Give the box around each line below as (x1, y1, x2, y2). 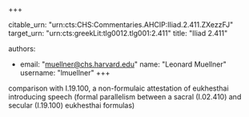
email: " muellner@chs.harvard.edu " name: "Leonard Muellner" (19, 59, 227, 69)
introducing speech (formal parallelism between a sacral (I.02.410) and (8, 92, 242, 101)
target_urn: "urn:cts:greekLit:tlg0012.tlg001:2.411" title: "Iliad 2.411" (8, 29, 228, 38)
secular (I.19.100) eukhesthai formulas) (8, 101, 135, 110)
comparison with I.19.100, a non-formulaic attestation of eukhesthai (8, 83, 230, 93)
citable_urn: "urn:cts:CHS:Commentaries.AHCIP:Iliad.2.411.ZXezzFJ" (8, 20, 234, 29)
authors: (8, 44, 36, 53)
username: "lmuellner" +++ (19, 68, 110, 77)
